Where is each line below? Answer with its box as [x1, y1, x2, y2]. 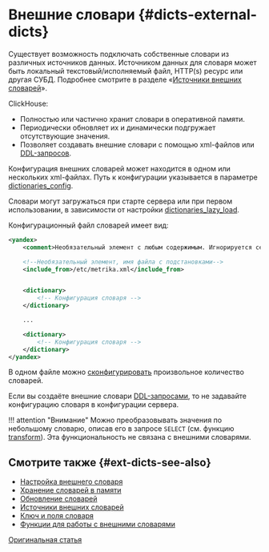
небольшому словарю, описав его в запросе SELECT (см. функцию [8, 424, 235, 433]
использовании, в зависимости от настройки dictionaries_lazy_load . [8, 204, 240, 214]
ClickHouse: [8, 99, 49, 108]
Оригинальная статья [8, 535, 82, 545]
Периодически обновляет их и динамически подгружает [19, 123, 216, 132]
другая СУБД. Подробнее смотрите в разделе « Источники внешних [8, 75, 242, 84]
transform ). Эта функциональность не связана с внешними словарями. [8, 433, 251, 442]
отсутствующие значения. [19, 131, 110, 141]
